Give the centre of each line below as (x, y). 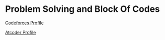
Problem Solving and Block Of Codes (82, 9)
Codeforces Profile (24, 23)
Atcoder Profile (21, 32)
